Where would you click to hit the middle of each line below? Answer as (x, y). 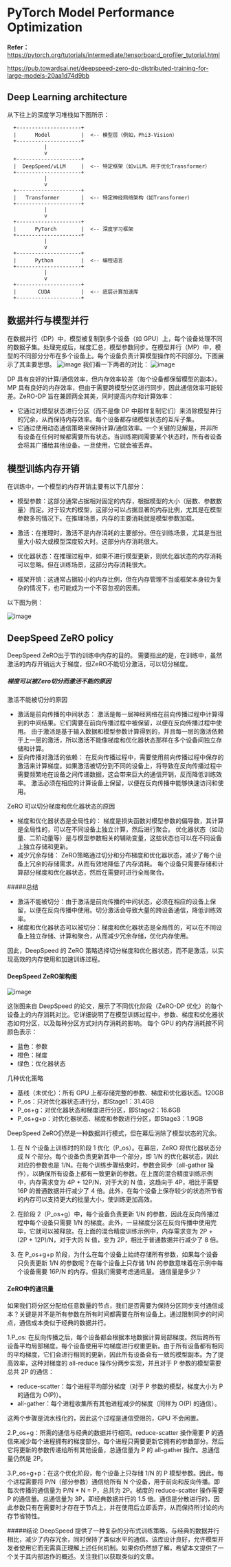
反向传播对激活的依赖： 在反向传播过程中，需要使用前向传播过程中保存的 (120, 757)
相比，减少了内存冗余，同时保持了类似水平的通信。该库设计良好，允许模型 (112, 1539)
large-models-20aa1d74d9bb (48, 75)
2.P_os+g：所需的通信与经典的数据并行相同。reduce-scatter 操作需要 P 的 (112, 1432)
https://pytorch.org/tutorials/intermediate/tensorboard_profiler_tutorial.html (113, 55)
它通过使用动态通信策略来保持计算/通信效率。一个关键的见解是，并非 (114, 428)
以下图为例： (25, 602)
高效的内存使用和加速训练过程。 (58, 959)
